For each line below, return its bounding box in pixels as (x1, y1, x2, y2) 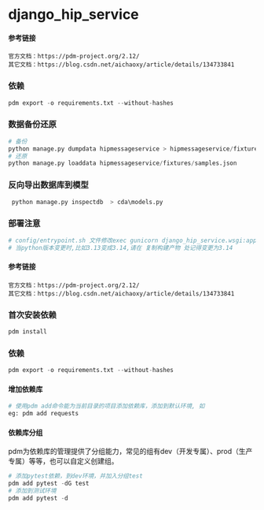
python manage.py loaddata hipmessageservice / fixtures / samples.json (8, 159, 237, 167)
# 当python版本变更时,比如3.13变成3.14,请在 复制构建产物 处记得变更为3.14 (8, 244, 233, 251)
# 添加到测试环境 (8, 487, 57, 495)
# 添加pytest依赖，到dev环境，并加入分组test (8, 472, 143, 480)
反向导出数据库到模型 (8, 180, 89, 191)
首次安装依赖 (8, 309, 57, 320)
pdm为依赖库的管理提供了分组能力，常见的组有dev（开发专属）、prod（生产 (8, 447, 253, 456)
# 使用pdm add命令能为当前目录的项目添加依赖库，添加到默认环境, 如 (8, 402, 205, 411)
